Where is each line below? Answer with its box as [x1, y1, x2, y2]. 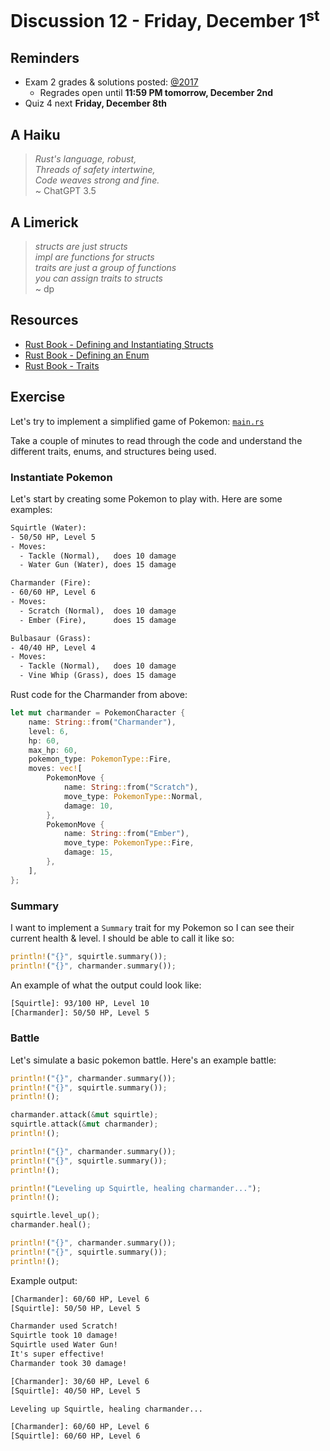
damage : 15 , [63, 847, 114, 858]
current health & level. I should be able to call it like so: [10, 932, 235, 944]
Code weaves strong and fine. [34, 174, 160, 186]
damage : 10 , [63, 801, 114, 811]
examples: [10, 503, 53, 515]
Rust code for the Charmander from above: [10, 689, 188, 700]
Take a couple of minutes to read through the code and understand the [10, 434, 303, 446]
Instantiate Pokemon [10, 470, 113, 484]
